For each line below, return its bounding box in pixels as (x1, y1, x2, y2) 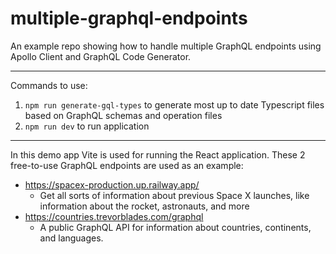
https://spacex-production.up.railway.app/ (24, 178, 200, 191)
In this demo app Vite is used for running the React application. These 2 (10, 148, 306, 161)
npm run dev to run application (24, 120, 150, 132)
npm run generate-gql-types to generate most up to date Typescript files (24, 98, 325, 111)
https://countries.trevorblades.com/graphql (24, 210, 204, 222)
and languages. (39, 232, 104, 244)
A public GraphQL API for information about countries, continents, (39, 221, 312, 233)
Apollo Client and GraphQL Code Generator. (10, 50, 192, 62)
